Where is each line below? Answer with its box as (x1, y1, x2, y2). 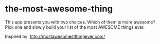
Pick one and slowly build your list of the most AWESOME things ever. (5, 24, 145, 30)
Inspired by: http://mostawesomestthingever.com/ (5, 33, 106, 39)
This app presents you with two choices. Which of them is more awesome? (5, 19, 156, 25)
